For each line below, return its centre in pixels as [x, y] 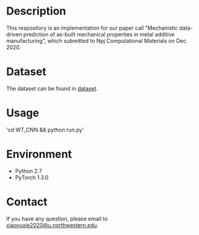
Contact [27, 202]
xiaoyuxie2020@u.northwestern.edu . [52, 225]
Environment [39, 154]
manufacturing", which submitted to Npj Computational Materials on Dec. [97, 41]
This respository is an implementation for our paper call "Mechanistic [92, 28]
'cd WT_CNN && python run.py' [45, 130]
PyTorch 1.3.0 [32, 177]
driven [14, 34]
